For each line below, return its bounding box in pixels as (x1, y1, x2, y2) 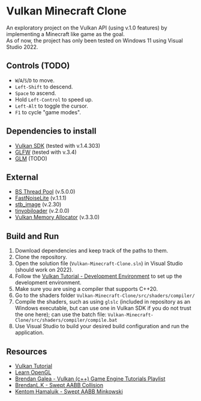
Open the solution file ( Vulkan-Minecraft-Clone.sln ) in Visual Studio (14, 260, 183, 267)
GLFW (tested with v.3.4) (14, 148, 77, 156)
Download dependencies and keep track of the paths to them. (14, 247, 169, 254)
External (6, 172, 38, 182)
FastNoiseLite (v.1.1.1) (14, 194, 67, 202)
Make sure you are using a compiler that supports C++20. (14, 286, 158, 293)
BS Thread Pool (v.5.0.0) (14, 188, 76, 195)
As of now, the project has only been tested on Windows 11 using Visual (6, 37, 183, 44)
